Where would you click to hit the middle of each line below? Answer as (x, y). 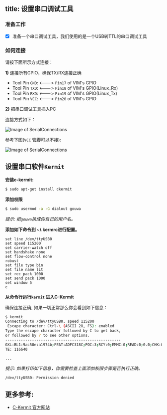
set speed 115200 (23, 243)
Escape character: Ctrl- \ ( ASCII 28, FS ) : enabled (61, 326)
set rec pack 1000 (24, 274)
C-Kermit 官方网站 (31, 408)
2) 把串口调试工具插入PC (31, 109)
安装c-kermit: (19, 180)
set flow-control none (29, 256)
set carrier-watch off (29, 248)
